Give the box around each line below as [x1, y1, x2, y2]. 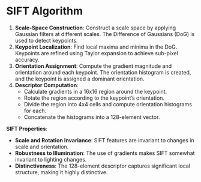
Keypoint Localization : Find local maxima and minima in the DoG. [14, 43, 178, 50]
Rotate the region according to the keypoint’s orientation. [23, 94, 165, 102]
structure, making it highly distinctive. [14, 168, 108, 175]
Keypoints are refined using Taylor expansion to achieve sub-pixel [14, 49, 179, 56]
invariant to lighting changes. [14, 156, 87, 163]
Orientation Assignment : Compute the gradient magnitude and [14, 62, 172, 70]
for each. [23, 107, 47, 114]
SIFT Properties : [6, 125, 48, 132]
